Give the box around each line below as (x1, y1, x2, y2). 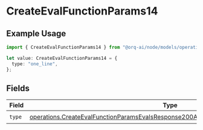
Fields (6, 83, 30, 93)
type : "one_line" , (11, 60, 59, 67)
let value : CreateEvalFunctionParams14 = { (6, 55, 118, 61)
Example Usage (6, 28, 66, 39)
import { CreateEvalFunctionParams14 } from (6, 44, 120, 50)
